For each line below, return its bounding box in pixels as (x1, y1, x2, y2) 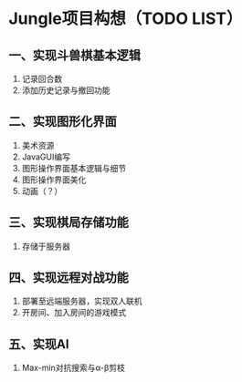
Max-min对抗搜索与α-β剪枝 (21, 362, 125, 374)
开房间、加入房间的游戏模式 (21, 307, 127, 318)
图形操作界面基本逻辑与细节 (21, 162, 127, 173)
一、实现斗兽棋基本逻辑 (8, 47, 141, 63)
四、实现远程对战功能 (8, 270, 129, 285)
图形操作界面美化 (21, 174, 87, 185)
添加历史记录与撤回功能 (21, 85, 110, 96)
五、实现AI (8, 336, 69, 352)
